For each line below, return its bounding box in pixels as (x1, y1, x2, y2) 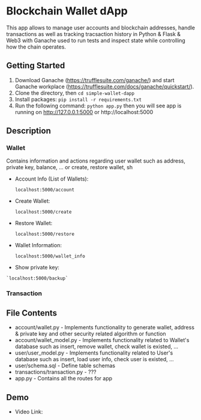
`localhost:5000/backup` (6, 275, 68, 281)
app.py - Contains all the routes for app (14, 375, 113, 382)
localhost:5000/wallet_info (14, 253, 85, 259)
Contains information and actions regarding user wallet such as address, (6, 157, 186, 164)
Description (6, 126, 51, 136)
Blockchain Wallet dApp (6, 4, 128, 18)
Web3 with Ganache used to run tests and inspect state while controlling (6, 37, 186, 44)
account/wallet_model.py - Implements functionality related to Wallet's (14, 337, 190, 344)
